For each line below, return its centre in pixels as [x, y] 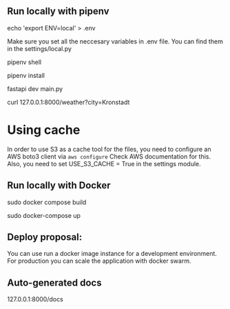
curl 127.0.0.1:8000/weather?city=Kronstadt [69, 102]
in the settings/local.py [40, 48]
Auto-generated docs [54, 282]
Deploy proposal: [45, 237]
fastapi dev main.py [35, 88]
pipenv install [26, 75]
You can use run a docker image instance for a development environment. [112, 254]
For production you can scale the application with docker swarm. [99, 261]
